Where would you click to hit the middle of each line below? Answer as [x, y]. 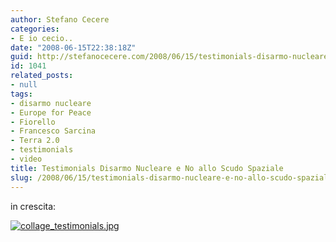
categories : [35, 29]
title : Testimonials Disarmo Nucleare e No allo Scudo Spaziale [147, 168]
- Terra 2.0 [35, 141]
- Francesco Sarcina [53, 131]
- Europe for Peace [51, 112]
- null [24, 85]
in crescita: [33, 206]
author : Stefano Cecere [60, 19]
